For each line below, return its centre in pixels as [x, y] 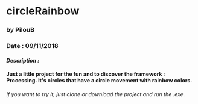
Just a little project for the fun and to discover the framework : [86, 74]
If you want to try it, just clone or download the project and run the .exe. [96, 94]
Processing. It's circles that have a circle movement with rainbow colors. [99, 81]
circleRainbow [43, 11]
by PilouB [21, 30]
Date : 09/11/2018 [32, 46]
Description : [23, 60]
